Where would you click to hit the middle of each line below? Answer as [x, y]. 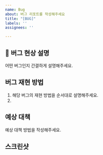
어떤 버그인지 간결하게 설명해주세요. [39, 65]
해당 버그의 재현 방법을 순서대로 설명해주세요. [55, 95]
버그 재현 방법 [24, 83]
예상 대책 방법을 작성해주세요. [33, 130]
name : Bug [15, 10]
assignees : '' [20, 28]
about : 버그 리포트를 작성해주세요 [35, 14]
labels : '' [16, 23]
